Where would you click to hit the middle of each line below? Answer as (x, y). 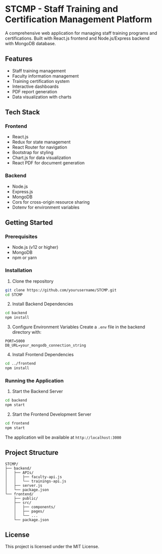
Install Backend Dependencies (42, 304)
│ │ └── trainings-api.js (36, 481)
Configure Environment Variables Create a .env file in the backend (79, 327)
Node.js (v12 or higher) (35, 247)
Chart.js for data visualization (42, 158)
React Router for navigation (40, 147)
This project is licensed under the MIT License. (52, 547)
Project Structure (32, 453)
